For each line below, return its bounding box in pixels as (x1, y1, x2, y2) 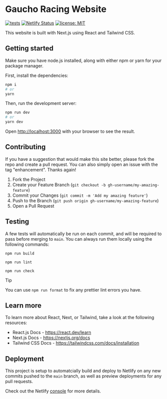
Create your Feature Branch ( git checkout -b (12, 181, 106, 188)
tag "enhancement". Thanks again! (5, 166, 76, 173)
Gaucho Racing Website (5, 3, 107, 15)
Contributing (5, 143, 46, 151)
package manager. (5, 62, 44, 68)
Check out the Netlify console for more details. (5, 388, 101, 394)
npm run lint (5, 260, 32, 265)
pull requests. (5, 379, 33, 385)
